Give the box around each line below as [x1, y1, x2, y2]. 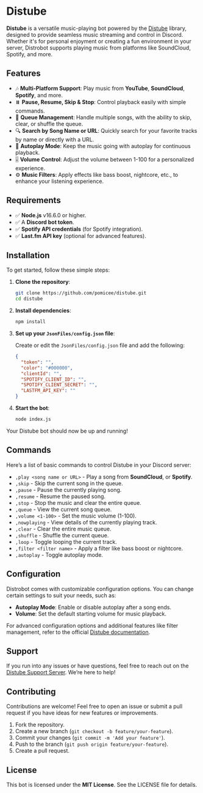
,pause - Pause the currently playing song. [15, 486, 122, 493]
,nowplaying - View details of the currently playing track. [15, 518, 157, 526]
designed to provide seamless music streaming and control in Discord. [6, 31, 183, 38]
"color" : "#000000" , [21, 365, 73, 371]
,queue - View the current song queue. [15, 505, 112, 513]
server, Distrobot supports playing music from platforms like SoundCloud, [6, 44, 191, 51]
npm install [15, 319, 46, 325]
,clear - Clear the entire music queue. [15, 525, 112, 532]
